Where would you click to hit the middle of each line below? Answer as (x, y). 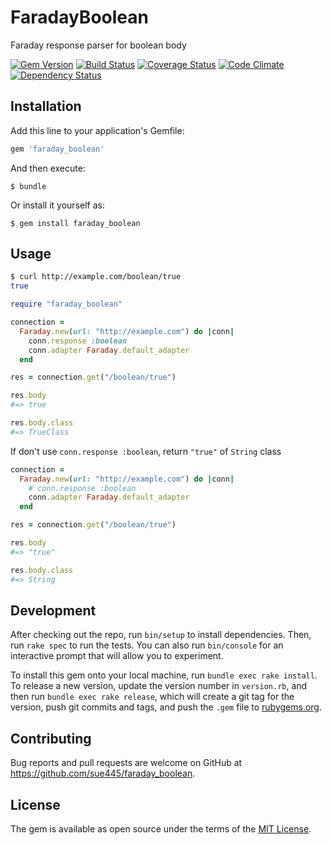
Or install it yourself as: (57, 205)
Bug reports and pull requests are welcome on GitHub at (126, 763)
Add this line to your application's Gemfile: (97, 130)
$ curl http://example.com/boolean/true (96, 277)
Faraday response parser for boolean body (98, 45)
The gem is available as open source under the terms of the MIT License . (161, 829)
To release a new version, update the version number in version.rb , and (159, 686)
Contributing (51, 738)
